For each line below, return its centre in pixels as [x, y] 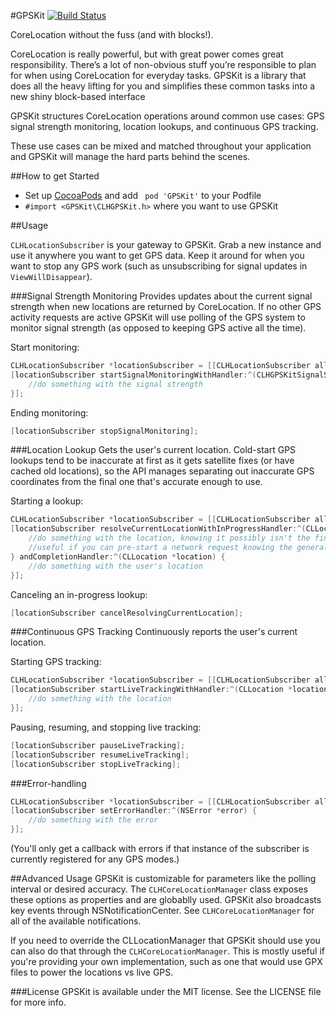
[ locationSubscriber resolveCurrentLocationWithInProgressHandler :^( [158, 529]
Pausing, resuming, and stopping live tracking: [106, 727]
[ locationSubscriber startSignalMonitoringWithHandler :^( [133, 375]
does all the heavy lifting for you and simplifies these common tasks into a [163, 86]
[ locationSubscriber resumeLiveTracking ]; [100, 755]
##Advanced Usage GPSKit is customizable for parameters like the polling [163, 878]
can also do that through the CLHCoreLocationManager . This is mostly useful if [167, 951]
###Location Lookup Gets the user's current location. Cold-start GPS [153, 450]
